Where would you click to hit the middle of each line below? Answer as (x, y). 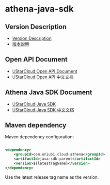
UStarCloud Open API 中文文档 (43, 77)
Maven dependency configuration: (39, 137)
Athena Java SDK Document (49, 92)
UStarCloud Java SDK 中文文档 (43, 110)
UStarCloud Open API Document (45, 71)
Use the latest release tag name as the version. (52, 177)
